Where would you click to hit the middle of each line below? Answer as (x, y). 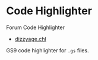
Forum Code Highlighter (36, 27)
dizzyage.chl (30, 39)
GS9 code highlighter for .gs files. (48, 50)
